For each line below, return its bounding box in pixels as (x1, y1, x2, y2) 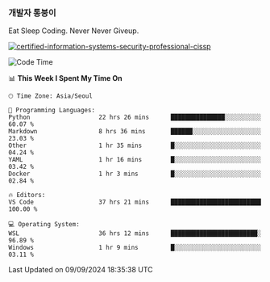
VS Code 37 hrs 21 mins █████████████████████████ (8, 198, 262, 207)
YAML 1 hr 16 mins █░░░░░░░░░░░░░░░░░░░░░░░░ (8, 156, 262, 164)
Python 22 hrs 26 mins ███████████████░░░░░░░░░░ (8, 113, 262, 122)
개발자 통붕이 (8, 6, 56, 18)
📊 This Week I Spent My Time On (8, 74, 123, 83)
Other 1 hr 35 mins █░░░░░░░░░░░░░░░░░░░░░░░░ (8, 141, 262, 150)
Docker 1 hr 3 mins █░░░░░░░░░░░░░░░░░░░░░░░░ (8, 170, 262, 179)
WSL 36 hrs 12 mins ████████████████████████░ (8, 229, 262, 238)
